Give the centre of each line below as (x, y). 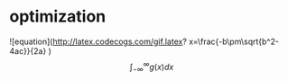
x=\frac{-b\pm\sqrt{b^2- (234, 41)
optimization (58, 17)
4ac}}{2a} (28, 50)
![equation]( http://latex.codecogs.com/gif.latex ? (98, 41)
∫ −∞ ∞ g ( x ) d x (152, 67)
